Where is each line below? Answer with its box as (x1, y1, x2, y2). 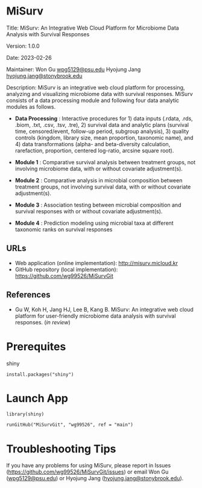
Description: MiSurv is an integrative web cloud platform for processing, (6, 83, 185, 91)
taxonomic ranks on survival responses (14, 225, 113, 233)
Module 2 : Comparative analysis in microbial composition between (14, 176, 183, 184)
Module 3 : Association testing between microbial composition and (14, 201, 181, 208)
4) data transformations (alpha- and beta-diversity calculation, (14, 140, 171, 147)
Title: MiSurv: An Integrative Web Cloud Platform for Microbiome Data (6, 24, 179, 31)
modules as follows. (6, 103, 56, 110)
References (6, 290, 51, 300)
